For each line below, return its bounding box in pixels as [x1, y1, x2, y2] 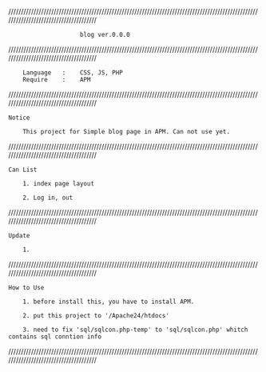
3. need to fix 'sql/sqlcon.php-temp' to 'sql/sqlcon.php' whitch [22, 326, 248, 334]
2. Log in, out [22, 194, 73, 202]
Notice [8, 114, 30, 122]
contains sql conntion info [8, 333, 102, 341]
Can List [8, 166, 38, 174]
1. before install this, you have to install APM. [22, 298, 195, 306]
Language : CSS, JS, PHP [22, 69, 124, 77]
